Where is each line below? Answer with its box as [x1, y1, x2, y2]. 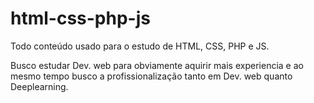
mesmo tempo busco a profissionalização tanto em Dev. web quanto [10, 70, 293, 82]
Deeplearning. [10, 80, 69, 92]
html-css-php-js [10, 7, 151, 30]
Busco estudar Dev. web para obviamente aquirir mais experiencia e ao [10, 59, 304, 71]
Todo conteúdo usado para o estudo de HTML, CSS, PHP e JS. [10, 40, 270, 52]
